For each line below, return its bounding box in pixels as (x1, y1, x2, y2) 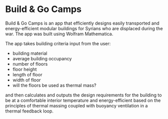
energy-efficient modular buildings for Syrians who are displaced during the (5, 25, 163, 31)
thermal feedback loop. (5, 108, 54, 114)
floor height (12, 66, 37, 72)
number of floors (12, 61, 48, 67)
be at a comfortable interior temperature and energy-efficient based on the (5, 97, 161, 103)
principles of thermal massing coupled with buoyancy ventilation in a (5, 102, 148, 108)
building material (12, 50, 47, 56)
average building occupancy (12, 55, 72, 61)
